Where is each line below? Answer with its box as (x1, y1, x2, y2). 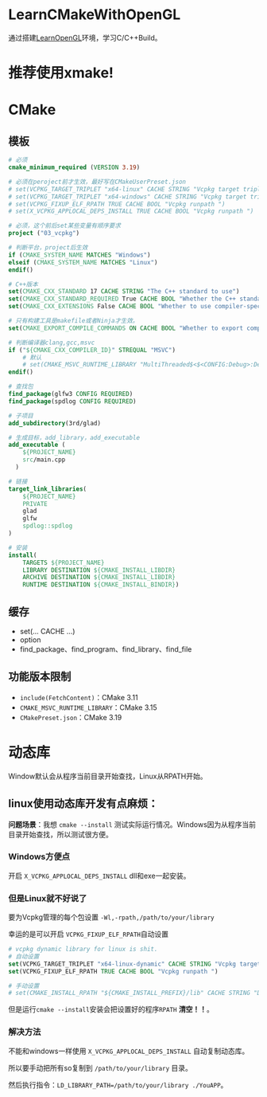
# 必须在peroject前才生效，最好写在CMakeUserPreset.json (8, 178, 187, 186)
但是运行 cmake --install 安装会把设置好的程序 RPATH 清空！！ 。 (8, 1005, 215, 1014)
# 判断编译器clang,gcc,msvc (8, 339, 95, 347)
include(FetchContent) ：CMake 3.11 (19, 692, 138, 702)
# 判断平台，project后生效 (8, 244, 88, 252)
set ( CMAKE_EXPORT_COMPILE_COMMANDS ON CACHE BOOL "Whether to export (8, 324, 244, 332)
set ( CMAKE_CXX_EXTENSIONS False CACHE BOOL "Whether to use (8, 303, 212, 311)
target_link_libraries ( (8, 484, 87, 493)
